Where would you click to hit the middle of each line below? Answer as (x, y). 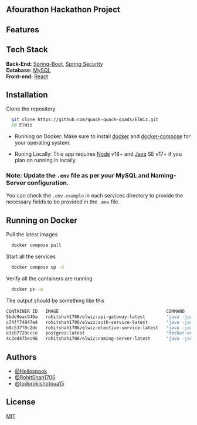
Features (23, 30)
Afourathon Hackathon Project (63, 10)
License (21, 402)
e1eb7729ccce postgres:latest (45, 333)
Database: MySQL (28, 70)
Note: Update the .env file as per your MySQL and (78, 176)
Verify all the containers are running (49, 279)
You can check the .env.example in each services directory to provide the (95, 196)
